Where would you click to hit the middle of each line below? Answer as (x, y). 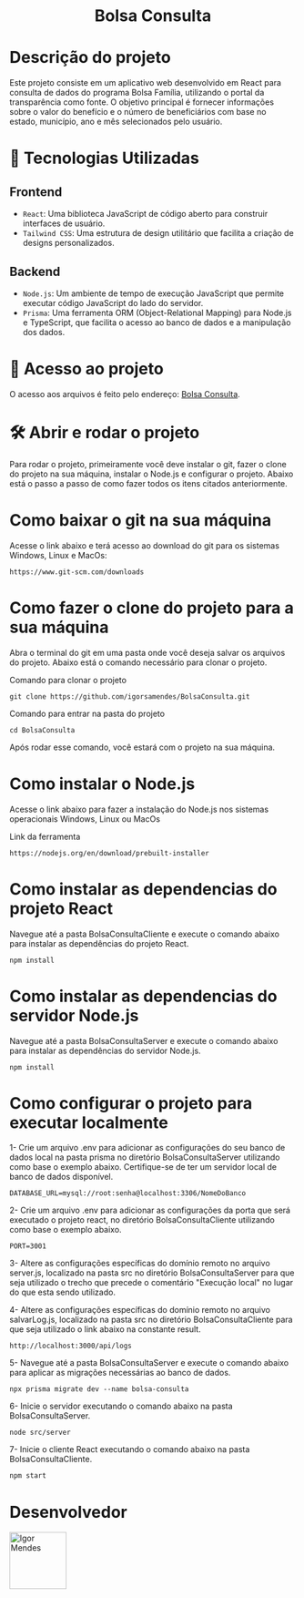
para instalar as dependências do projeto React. (99, 943)
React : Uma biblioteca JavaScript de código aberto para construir (145, 214)
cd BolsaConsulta (42, 730)
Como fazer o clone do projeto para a (152, 608)
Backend (35, 271)
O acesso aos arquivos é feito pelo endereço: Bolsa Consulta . (125, 394)
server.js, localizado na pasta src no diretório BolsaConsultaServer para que (152, 1273)
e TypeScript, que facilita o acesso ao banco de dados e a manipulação (157, 322)
